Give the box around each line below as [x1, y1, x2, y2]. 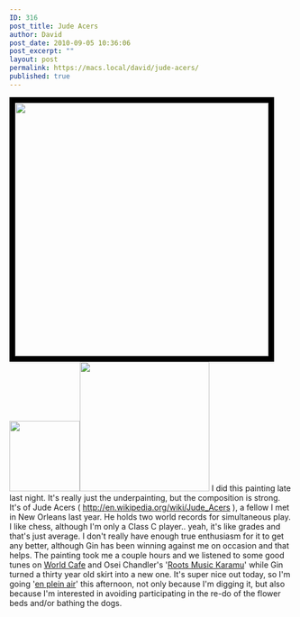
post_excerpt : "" [9, 47, 75, 56]
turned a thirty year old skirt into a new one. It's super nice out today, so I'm [9, 568, 291, 579]
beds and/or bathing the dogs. [9, 597, 123, 608]
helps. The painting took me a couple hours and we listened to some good [9, 549, 286, 560]
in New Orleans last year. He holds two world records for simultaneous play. [9, 511, 291, 522]
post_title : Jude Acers [9, 22, 99, 31]
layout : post [9, 55, 59, 64]
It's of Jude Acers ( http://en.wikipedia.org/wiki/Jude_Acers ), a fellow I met [9, 502, 290, 513]
